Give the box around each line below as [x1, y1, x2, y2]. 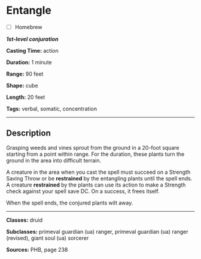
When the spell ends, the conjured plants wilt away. [6, 199, 133, 206]
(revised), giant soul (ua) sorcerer [6, 234, 89, 242]
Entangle [6, 4, 52, 17]
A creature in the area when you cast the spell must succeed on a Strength [6, 168, 191, 176]
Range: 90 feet [6, 70, 44, 77]
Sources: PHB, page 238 [6, 246, 68, 253]
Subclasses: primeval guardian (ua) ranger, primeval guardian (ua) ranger [6, 228, 188, 235]
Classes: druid [6, 216, 43, 224]
